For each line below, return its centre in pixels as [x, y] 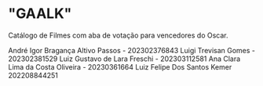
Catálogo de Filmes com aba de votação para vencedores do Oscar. [118, 35]
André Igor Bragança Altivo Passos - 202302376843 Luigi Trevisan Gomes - [132, 50]
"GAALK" [40, 14]
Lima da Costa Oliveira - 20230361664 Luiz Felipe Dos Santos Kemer [120, 66]
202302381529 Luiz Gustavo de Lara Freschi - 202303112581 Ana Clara [124, 59]
